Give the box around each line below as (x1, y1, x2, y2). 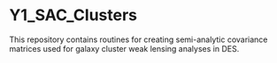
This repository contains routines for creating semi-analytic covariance (9, 34, 268, 45)
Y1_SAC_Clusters (9, 5, 137, 25)
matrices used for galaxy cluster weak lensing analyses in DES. (9, 43, 240, 53)
